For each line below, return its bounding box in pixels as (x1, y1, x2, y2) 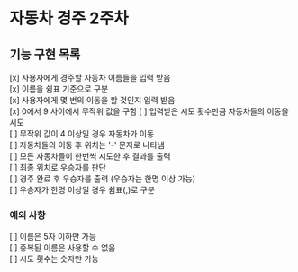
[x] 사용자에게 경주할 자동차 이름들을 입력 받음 (9, 73, 171, 83)
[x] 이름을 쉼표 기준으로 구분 (9, 83, 109, 94)
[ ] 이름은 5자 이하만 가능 (9, 231, 97, 242)
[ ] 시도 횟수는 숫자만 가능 (9, 253, 99, 265)
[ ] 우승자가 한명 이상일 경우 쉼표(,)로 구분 (9, 185, 156, 195)
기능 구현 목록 (9, 47, 81, 62)
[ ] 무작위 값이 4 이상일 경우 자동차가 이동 (9, 128, 155, 139)
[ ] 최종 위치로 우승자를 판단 (9, 162, 106, 172)
